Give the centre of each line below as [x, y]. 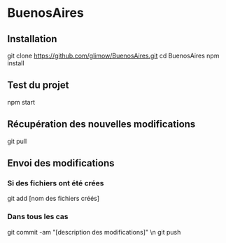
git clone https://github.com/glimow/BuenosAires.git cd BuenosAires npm [113, 55]
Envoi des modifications [61, 163]
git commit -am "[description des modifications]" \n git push [94, 232]
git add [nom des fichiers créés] [54, 199]
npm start [21, 102]
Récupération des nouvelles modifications [101, 124]
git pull [17, 141]
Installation [32, 39]
